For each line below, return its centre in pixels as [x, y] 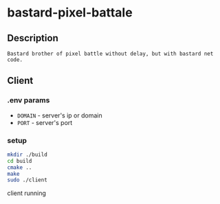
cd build [20, 161]
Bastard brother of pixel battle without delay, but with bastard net [110, 54]
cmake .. [20, 167]
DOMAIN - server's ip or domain [59, 115]
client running [27, 193]
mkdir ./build [27, 155]
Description [33, 38]
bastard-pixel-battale [70, 13]
